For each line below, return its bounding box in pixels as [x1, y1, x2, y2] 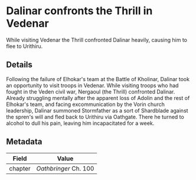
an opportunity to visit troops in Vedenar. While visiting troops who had [6, 82, 179, 89]
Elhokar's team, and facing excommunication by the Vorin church [6, 101, 165, 108]
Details [6, 60, 32, 70]
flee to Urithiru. [6, 43, 43, 50]
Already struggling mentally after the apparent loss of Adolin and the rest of [6, 94, 190, 101]
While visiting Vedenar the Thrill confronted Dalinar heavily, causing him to [6, 36, 188, 43]
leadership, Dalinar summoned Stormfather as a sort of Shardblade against [6, 107, 188, 114]
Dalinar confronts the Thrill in [6, 4, 153, 18]
